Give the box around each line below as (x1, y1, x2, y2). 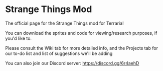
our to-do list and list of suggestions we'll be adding (5, 50, 113, 56)
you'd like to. (5, 35, 32, 41)
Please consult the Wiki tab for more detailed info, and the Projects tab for (5, 45, 158, 51)
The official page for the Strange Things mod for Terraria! (5, 20, 124, 26)
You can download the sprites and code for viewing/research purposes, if (5, 30, 157, 36)
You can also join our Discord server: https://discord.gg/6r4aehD (5, 60, 139, 66)
